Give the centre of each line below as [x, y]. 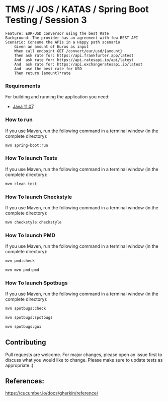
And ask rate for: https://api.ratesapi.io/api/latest [74, 60]
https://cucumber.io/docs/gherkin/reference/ [52, 393]
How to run [19, 120]
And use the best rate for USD [48, 69]
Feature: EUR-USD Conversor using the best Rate [57, 33]
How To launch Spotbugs [36, 282]
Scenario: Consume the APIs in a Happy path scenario [63, 42]
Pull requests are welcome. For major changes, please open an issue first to [84, 355]
